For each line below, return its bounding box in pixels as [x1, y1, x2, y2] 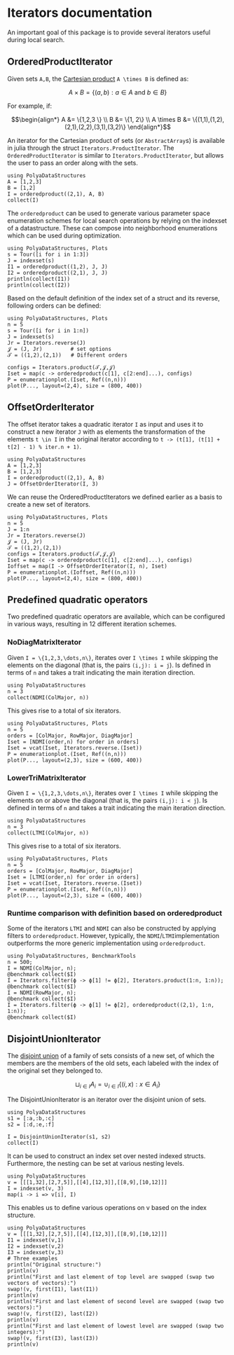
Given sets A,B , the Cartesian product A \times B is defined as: [7, 74, 189, 83]
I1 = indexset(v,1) [7, 1237, 64, 1244]
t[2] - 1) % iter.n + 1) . [7, 442, 82, 450]
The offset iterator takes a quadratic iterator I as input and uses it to [7, 420, 204, 428]
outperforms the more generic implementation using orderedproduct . [7, 939, 206, 947]
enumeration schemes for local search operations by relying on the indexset [7, 216, 228, 225]
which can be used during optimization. [7, 231, 121, 240]
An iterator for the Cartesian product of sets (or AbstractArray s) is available [7, 136, 226, 144]
